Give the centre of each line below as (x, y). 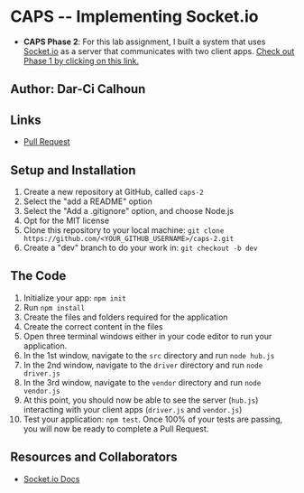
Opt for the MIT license (66, 220)
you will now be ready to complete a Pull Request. (116, 428)
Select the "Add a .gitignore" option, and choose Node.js (128, 210)
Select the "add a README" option (88, 201)
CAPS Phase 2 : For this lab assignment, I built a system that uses (144, 42)
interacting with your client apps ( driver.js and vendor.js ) (133, 409)
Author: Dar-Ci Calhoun (78, 89)
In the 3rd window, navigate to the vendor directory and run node (142, 382)
